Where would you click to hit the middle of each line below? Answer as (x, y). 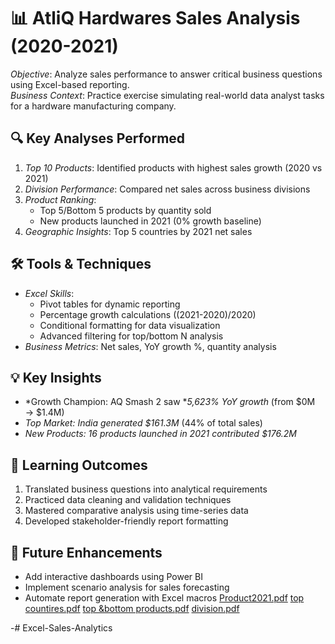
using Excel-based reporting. (70, 84)
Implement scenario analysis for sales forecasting (127, 587)
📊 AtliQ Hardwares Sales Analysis (155, 18)
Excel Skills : (49, 293)
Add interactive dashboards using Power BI (113, 576)
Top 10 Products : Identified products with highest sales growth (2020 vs (173, 167)
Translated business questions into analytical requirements (146, 489)
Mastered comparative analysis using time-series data (136, 511)
